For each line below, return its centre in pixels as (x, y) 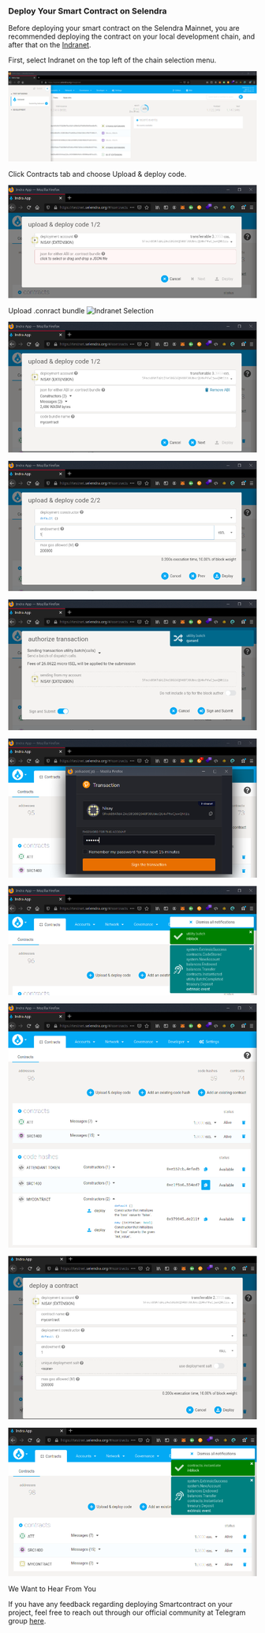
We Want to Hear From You (52, 1589)
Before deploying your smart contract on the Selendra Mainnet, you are (124, 28)
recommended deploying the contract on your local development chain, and (131, 36)
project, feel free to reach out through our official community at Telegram (127, 1612)
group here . (27, 1621)
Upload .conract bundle (47, 311)
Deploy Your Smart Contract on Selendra (88, 11)
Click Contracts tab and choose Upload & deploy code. (97, 174)
